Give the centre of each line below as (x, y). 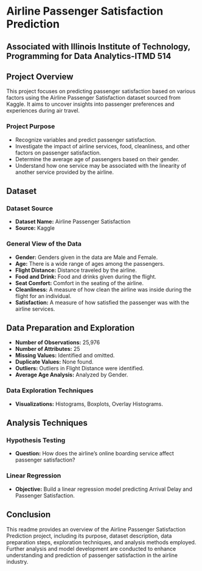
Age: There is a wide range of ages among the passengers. (90, 263)
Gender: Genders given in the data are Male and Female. (86, 257)
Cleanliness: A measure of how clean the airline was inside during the (103, 289)
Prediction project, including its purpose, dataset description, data (89, 536)
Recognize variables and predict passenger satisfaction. (85, 140)
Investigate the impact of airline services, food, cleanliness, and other (102, 146)
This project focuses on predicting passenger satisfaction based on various (101, 91)
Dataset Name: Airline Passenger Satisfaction (73, 222)
